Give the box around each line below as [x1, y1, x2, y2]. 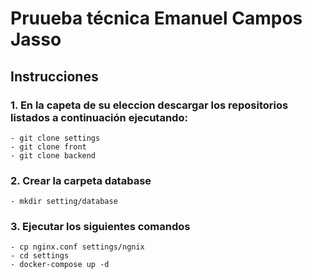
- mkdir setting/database [10, 197, 118, 207]
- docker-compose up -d [10, 260, 110, 270]
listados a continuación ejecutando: [10, 110, 188, 124]
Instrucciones [10, 68, 99, 85]
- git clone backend [10, 150, 97, 161]
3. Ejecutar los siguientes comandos [10, 220, 191, 234]
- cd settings [10, 251, 70, 261]
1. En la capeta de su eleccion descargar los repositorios [10, 98, 289, 112]
